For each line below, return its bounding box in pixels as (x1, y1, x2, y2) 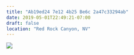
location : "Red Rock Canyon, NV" (6, 25, 91, 32)
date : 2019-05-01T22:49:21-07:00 (6, 15, 91, 21)
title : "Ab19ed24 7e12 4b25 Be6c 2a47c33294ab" (6, 8, 129, 15)
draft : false (6, 20, 39, 26)
